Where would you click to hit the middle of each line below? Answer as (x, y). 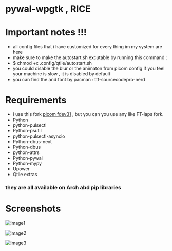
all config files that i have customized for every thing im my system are (88, 47)
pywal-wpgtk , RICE (48, 9)
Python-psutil (27, 131)
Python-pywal (27, 158)
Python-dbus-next (32, 142)
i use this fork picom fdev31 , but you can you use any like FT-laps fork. (88, 114)
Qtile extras (25, 175)
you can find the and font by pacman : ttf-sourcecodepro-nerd (79, 80)
